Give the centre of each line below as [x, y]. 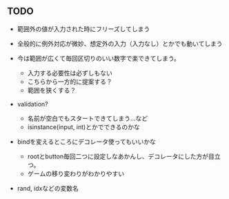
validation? [32, 104]
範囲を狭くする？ [52, 90]
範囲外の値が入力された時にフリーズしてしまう [83, 29]
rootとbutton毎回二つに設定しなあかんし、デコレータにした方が [118, 156]
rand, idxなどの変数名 [48, 188]
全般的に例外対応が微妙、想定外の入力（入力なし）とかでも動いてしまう [120, 44]
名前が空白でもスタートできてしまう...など [88, 118]
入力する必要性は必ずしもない [70, 73]
